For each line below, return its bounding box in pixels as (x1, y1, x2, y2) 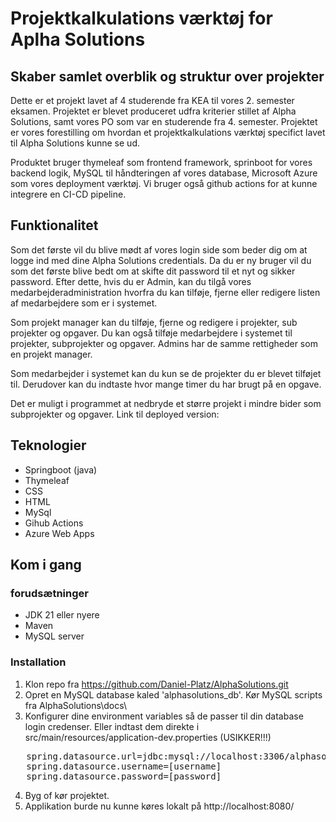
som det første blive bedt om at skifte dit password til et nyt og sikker (10, 265, 296, 277)
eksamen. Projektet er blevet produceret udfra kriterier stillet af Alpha (10, 105, 297, 117)
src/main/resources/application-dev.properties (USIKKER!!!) (24, 731, 272, 743)
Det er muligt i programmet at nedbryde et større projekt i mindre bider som (10, 397, 322, 409)
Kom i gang (10, 557, 82, 574)
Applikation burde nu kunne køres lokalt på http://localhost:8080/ (24, 800, 295, 812)
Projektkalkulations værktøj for (10, 7, 273, 30)
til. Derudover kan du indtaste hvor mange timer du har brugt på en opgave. (10, 378, 322, 390)
